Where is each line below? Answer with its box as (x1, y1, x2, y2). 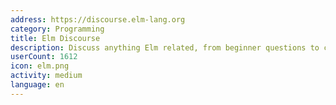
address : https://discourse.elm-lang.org (10, 14, 186, 25)
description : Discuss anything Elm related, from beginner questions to (10, 42, 320, 53)
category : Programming (10, 24, 105, 34)
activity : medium (10, 71, 83, 81)
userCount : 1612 (10, 52, 78, 62)
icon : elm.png (10, 61, 70, 71)
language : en (10, 80, 65, 90)
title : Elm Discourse (10, 33, 101, 43)
